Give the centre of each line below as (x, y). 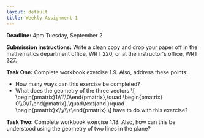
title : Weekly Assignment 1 (42, 18)
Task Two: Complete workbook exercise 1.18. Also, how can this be (91, 122)
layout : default (27, 12)
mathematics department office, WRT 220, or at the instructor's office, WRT (102, 53)
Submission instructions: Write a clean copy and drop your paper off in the (102, 47)
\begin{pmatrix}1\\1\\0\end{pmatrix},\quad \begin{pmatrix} (89, 97)
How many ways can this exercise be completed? (77, 84)
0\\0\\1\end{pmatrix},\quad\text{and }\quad (70, 103)
